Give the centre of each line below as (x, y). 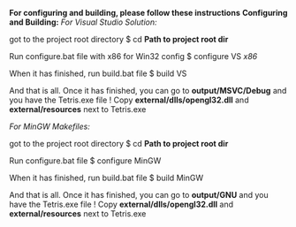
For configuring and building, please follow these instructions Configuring (148, 13)
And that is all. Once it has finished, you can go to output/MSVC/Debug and (148, 91)
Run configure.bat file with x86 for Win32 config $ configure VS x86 (133, 56)
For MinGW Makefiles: (49, 126)
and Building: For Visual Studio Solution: (83, 22)
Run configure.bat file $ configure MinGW (85, 161)
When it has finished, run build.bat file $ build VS (98, 73)
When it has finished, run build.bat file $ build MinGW (106, 178)
